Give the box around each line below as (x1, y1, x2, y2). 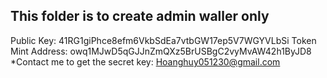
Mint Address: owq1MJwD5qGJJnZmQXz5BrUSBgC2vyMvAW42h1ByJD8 (10, 45, 312, 57)
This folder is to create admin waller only (10, 8, 270, 25)
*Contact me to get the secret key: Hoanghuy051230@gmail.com (10, 55, 281, 68)
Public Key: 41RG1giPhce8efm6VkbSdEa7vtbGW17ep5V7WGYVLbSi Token (10, 34, 317, 46)
